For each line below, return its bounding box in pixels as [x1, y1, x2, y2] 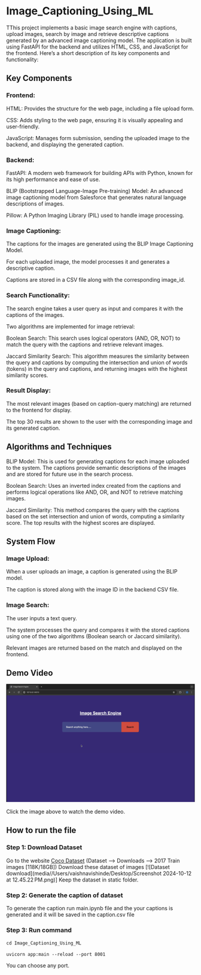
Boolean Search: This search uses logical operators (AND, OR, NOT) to [6, 334, 181, 342]
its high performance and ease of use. [6, 176, 100, 183]
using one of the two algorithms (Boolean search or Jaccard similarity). [6, 632, 181, 639]
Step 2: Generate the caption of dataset [6, 891, 124, 899]
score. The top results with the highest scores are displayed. [6, 519, 156, 526]
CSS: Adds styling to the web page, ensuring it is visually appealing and [6, 116, 184, 123]
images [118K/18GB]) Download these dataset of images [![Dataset [6, 863, 170, 870]
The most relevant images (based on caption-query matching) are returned [6, 400, 191, 407]
